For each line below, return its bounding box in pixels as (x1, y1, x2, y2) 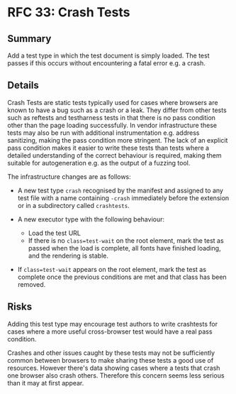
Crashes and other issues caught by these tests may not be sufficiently (7, 349, 215, 357)
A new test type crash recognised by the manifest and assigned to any (17, 186, 223, 195)
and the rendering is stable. (28, 251, 108, 260)
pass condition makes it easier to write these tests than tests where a (7, 143, 210, 152)
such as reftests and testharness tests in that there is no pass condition (7, 113, 216, 121)
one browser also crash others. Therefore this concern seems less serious (7, 371, 225, 380)
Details (7, 80, 39, 92)
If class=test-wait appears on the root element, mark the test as (17, 265, 207, 273)
